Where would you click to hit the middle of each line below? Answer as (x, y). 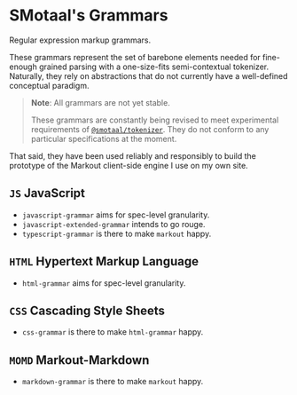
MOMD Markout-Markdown (79, 360)
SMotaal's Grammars (89, 16)
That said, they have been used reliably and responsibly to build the (133, 155)
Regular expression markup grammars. (80, 40)
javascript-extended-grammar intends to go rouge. (113, 224)
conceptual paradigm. (49, 85)
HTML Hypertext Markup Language (104, 261)
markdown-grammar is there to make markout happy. (113, 382)
